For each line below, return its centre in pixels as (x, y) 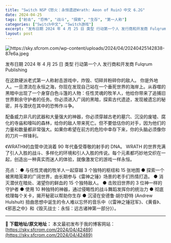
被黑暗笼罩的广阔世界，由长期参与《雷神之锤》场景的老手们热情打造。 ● (81, 177)
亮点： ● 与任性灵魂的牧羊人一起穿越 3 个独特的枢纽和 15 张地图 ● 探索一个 (85, 170)
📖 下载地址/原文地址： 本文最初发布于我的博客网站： (60, 224)
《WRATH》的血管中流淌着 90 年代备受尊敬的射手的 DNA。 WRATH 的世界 (81, 146)
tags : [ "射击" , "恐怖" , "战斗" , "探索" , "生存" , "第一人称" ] (66, 19)
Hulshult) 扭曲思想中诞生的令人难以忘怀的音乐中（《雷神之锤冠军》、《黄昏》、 (84, 202)
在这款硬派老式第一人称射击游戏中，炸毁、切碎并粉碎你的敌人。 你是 (77, 80)
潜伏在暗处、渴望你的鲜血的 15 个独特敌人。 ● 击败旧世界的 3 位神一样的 (86, 183)
